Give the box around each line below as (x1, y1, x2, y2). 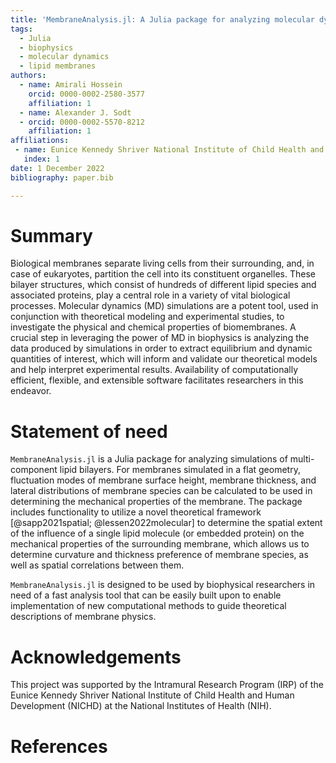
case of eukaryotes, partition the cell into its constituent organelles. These (10, 268, 316, 280)
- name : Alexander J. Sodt (19, 107, 132, 118)
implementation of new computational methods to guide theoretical (10, 600, 287, 612)
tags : (10, 24, 33, 34)
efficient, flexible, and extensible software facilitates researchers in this (10, 374, 304, 386)
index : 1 (23, 154, 60, 164)
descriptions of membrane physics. (10, 611, 157, 623)
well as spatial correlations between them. (10, 559, 185, 571)
